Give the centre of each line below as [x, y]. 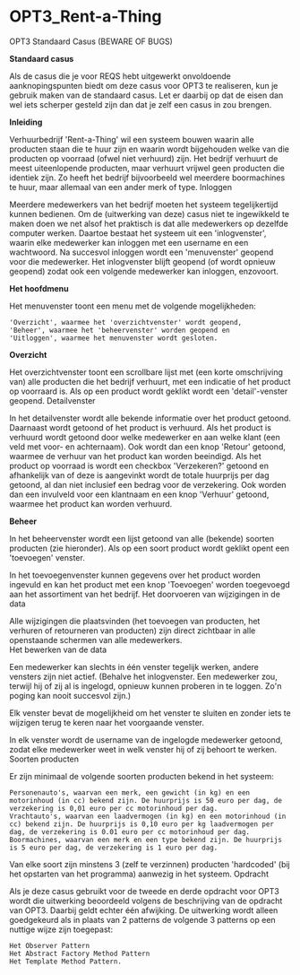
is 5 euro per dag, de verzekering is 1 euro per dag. [114, 848]
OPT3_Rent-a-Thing [86, 17]
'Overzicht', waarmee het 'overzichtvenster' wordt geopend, [126, 322]
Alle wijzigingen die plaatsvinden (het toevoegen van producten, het [135, 621]
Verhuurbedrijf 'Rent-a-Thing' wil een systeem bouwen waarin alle [132, 139]
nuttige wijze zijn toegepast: [61, 929]
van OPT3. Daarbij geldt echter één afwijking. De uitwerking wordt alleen [144, 910]
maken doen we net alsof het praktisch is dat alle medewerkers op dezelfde [149, 223]
